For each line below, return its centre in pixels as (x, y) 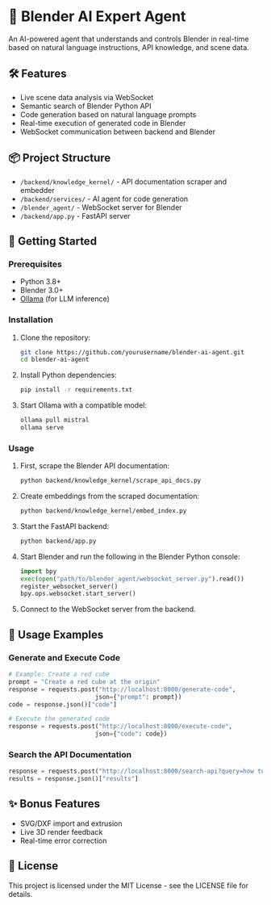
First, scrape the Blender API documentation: (95, 466)
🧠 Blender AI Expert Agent (97, 17)
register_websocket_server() (69, 586)
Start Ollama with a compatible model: (83, 405)
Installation (31, 320)
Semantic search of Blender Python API (85, 106)
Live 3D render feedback (61, 832)
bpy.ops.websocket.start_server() (78, 594)
